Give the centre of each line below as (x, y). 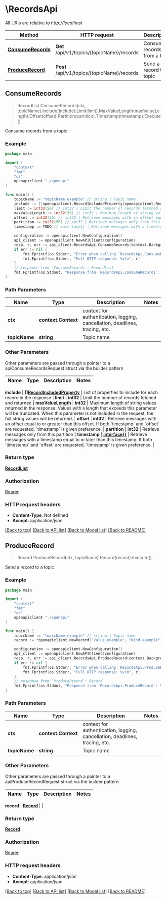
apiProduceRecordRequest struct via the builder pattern (62, 781)
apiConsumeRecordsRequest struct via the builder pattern (64, 368)
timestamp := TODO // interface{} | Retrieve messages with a (79, 227)
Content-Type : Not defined (40, 515)
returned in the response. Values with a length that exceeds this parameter (81, 408)
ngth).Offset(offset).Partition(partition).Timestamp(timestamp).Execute (89, 116)
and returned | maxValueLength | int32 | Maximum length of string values (81, 403)
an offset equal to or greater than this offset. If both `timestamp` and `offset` (82, 424)
